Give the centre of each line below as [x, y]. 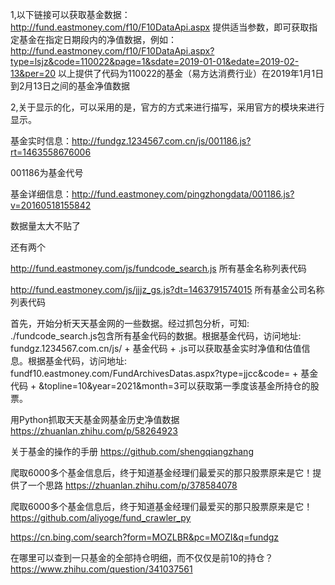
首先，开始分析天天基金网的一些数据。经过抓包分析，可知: [130, 323]
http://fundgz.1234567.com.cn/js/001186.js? [161, 141]
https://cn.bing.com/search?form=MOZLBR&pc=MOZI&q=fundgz [145, 537]
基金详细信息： [41, 194]
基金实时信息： [41, 141]
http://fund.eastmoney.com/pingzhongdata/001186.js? [183, 194]
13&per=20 [33, 73]
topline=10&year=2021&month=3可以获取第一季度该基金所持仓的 [177, 386]
